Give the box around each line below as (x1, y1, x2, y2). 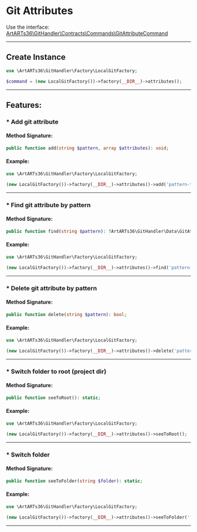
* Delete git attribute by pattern (6, 284, 97, 292)
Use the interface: (6, 23, 50, 31)
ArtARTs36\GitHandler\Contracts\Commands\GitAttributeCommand (6, 29, 168, 36)
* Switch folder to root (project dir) (6, 367, 107, 375)
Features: (6, 100, 42, 110)
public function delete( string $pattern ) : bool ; (6, 311, 127, 317)
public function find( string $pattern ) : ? (6, 228, 111, 234)
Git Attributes (6, 4, 73, 18)
